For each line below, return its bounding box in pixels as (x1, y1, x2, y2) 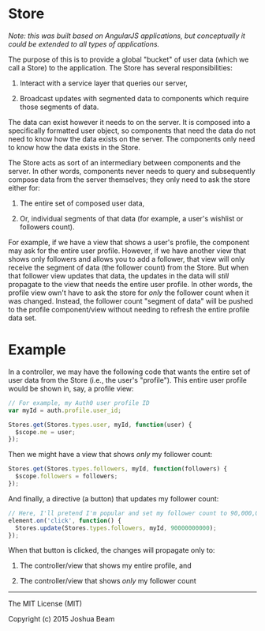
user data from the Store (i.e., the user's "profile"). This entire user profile (8, 375, 247, 384)
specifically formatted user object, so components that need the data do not (8, 126, 256, 135)
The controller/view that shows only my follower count (19, 576, 197, 586)
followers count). (19, 222, 75, 232)
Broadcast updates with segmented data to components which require (19, 93, 249, 103)
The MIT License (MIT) (8, 599, 83, 609)
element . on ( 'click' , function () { (8, 516, 122, 524)
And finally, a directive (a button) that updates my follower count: (8, 493, 219, 503)
